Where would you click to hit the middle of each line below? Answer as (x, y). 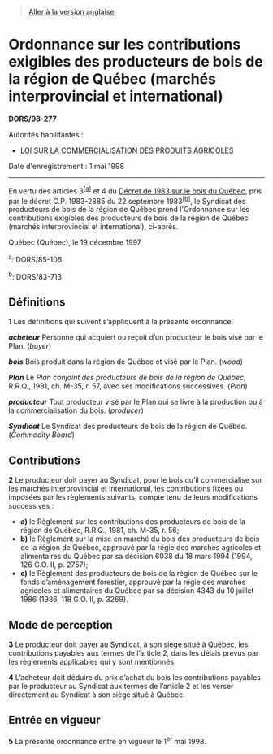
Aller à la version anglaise (71, 12)
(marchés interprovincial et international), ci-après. (93, 227)
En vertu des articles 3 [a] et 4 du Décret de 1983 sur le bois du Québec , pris (135, 190)
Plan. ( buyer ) (30, 346)
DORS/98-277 (32, 119)
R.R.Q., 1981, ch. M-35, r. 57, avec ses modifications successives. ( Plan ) (128, 386)
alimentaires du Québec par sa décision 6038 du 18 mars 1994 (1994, (136, 557)
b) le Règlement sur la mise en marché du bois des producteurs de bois (140, 539)
